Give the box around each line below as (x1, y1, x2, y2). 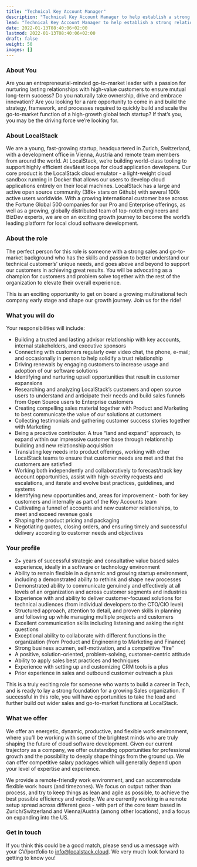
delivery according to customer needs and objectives (14, 529, 144, 536)
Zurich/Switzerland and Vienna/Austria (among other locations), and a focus (6, 808, 191, 815)
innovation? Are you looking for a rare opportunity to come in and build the (6, 98, 186, 106)
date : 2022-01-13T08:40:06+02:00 (6, 25, 88, 31)
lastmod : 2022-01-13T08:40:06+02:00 (6, 31, 96, 36)
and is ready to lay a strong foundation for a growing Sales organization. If (6, 687, 185, 694)
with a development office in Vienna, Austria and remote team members (6, 151, 180, 158)
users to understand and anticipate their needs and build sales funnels (14, 392, 185, 399)
